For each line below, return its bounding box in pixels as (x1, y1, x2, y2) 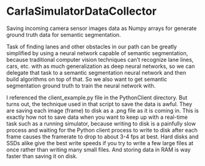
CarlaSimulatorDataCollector (6, 4, 157, 18)
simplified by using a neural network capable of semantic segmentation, (6, 49, 188, 56)
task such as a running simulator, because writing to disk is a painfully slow (6, 119, 196, 127)
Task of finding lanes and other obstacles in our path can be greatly (6, 43, 177, 50)
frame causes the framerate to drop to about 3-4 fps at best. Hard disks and (6, 133, 199, 140)
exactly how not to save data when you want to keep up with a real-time (6, 113, 188, 121)
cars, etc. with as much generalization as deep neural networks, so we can (6, 62, 195, 70)
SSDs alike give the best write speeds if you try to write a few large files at (6, 139, 194, 146)
